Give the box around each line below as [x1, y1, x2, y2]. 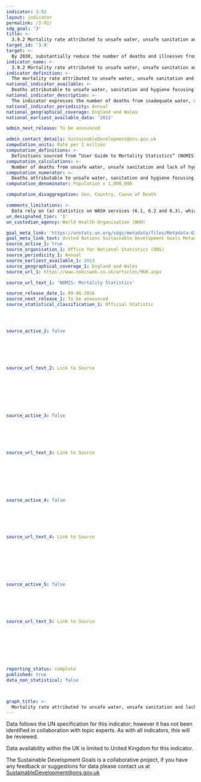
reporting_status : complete [6, 666, 77, 672]
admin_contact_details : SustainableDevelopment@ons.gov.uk [6, 136, 157, 143]
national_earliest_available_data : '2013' [6, 114, 114, 120]
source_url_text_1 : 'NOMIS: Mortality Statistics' [6, 280, 135, 286]
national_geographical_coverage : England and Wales [6, 109, 138, 115]
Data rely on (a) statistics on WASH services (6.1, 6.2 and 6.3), [11, 208, 184, 214]
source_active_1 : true [6, 241, 63, 247]
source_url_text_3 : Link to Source [6, 450, 95, 456]
